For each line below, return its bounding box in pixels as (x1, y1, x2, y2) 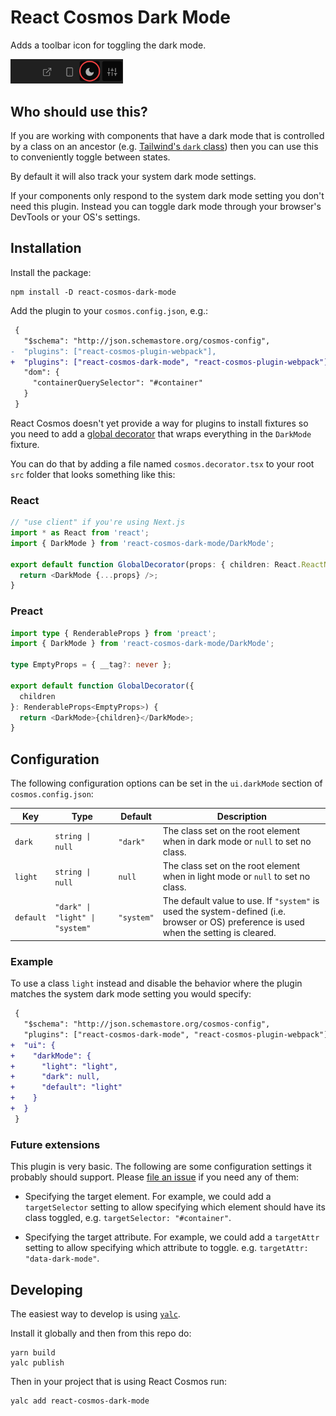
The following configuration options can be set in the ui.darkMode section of (10, 777, 323, 790)
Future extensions (10, 1137, 101, 1151)
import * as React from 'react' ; (10, 528, 150, 538)
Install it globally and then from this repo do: (10, 1327, 192, 1339)
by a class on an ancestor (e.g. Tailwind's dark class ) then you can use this (10, 141, 319, 153)
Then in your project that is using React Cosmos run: (10, 1375, 227, 1387)
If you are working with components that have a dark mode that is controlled (10, 130, 325, 142)
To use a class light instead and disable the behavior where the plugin (10, 977, 303, 990)
